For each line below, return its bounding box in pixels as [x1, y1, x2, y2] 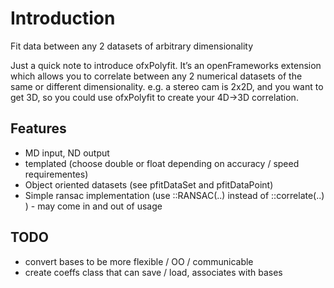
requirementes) [24, 168, 89, 180]
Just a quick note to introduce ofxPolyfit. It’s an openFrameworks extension [10, 59, 322, 71]
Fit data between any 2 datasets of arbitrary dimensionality [10, 40, 254, 52]
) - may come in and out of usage [24, 200, 163, 212]
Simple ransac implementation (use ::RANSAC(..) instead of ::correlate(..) [24, 189, 325, 201]
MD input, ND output [24, 147, 110, 159]
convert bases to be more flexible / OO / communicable [24, 255, 254, 267]
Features [10, 120, 67, 137]
